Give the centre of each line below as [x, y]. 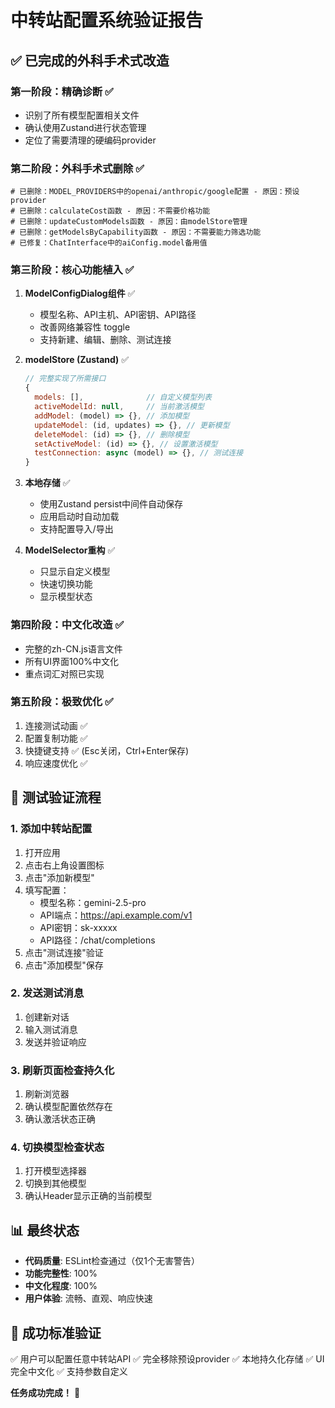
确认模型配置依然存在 [68, 1107]
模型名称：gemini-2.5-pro [93, 902]
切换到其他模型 [55, 1183]
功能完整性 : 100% [61, 1273]
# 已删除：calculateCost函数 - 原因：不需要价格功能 [110, 211]
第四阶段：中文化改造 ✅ [67, 625]
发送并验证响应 [55, 1042]
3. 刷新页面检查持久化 [62, 1070]
